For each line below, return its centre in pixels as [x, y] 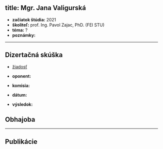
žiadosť [20, 66]
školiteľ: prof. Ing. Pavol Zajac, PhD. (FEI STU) [58, 25]
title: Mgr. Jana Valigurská [46, 8]
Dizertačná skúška [34, 55]
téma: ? [20, 30]
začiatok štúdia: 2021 [34, 19]
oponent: [22, 76]
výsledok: [22, 104]
